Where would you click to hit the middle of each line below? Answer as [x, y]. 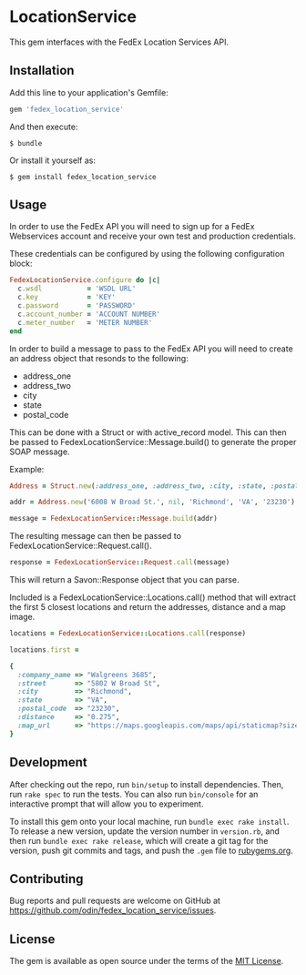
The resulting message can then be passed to [96, 536]
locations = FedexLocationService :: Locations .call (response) [128, 634]
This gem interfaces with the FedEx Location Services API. [119, 42]
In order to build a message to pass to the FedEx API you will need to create [151, 349]
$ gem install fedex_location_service [83, 177]
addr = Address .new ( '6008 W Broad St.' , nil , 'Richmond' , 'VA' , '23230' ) [153, 503]
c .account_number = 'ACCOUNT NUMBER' [89, 314]
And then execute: [44, 127]
